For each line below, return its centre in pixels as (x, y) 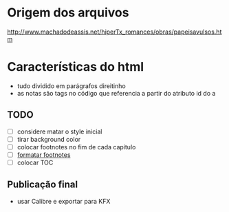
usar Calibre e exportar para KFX (64, 201)
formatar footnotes (44, 155)
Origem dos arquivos (68, 13)
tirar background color (49, 139)
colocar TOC (35, 162)
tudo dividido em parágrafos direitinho (71, 86)
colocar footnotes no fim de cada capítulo (76, 147)
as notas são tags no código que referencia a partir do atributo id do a (116, 93)
